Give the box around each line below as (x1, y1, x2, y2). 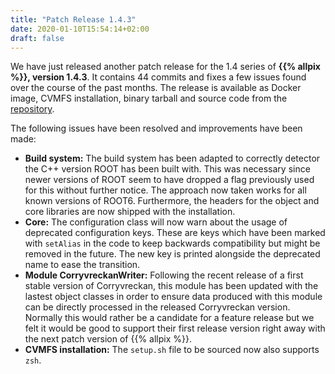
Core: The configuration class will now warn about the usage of (24, 216, 288, 228)
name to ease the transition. (24, 259, 141, 271)
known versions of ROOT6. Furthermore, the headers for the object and (24, 195, 320, 207)
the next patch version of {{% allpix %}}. (24, 333, 192, 345)
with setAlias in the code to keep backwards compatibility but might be (24, 237, 321, 250)
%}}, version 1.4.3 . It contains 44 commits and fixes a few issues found (10, 71, 307, 83)
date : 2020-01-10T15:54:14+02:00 (10, 24, 150, 34)
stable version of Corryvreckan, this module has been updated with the (24, 280, 319, 292)
